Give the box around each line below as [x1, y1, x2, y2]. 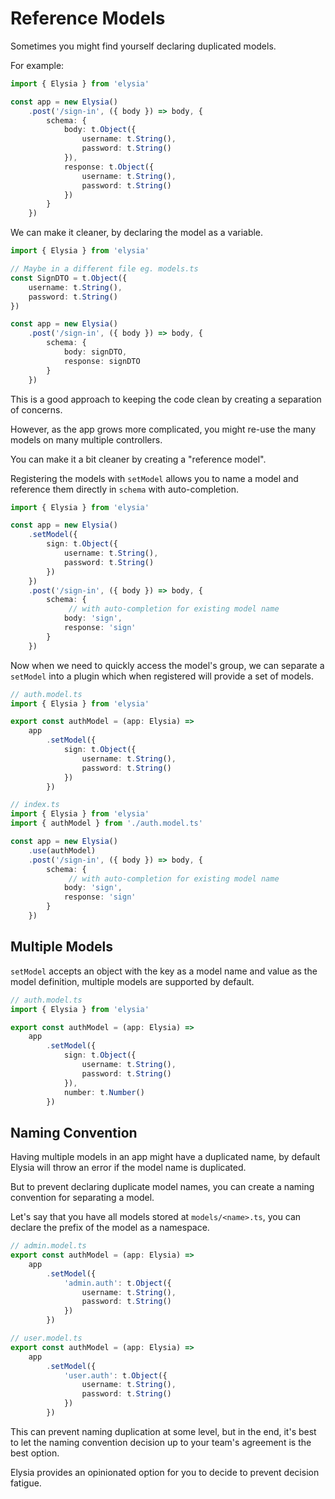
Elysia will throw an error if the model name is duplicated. [10, 1162, 247, 1174]
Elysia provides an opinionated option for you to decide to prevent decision [10, 1466, 320, 1478]
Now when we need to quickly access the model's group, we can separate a [10, 659, 325, 671]
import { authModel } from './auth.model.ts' [10, 818, 203, 829]
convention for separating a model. [10, 1192, 155, 1204]
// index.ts [10, 800, 60, 810]
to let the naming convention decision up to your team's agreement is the [10, 1436, 312, 1448]
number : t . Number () [63, 1087, 145, 1097]
